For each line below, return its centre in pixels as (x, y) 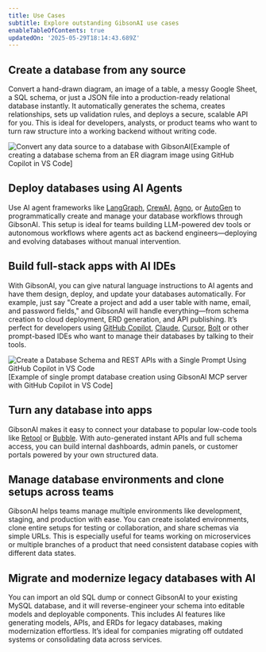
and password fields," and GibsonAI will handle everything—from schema (129, 311)
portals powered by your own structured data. (83, 454)
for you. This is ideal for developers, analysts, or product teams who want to (133, 123)
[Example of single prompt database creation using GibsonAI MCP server (128, 376)
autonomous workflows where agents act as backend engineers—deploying (133, 233)
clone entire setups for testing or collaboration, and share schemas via (124, 528)
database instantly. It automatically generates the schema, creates (117, 106)
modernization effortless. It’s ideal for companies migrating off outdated (126, 631)
